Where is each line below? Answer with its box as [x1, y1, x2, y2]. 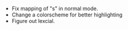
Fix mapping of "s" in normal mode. [11, 5, 99, 12]
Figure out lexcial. [11, 18, 55, 24]
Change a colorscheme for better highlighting [11, 11, 123, 18]
